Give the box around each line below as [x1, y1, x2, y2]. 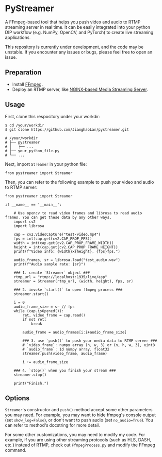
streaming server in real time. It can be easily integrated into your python [5, 24, 150, 30]
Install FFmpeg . [12, 81, 43, 87]
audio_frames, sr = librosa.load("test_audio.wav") [14, 257, 120, 263]
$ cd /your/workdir [5, 123, 45, 128]
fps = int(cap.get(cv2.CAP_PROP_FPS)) [14, 236, 92, 241]
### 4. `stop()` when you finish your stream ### [14, 368, 116, 373]
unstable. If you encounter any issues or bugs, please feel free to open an [5, 49, 153, 55]
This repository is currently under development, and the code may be [5, 44, 144, 50]
